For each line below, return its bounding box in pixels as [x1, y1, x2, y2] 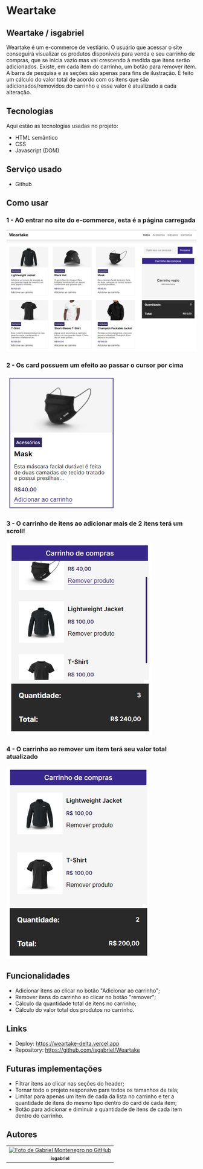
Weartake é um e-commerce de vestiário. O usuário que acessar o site [6, 44, 182, 51]
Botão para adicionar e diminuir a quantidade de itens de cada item [14, 1106, 182, 1113]
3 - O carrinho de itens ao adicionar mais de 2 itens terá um [6, 519, 183, 528]
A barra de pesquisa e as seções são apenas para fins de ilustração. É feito [6, 70, 194, 76]
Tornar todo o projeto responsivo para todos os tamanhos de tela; [14, 1086, 179, 1093]
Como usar [6, 198, 49, 209]
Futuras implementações [6, 1064, 103, 1074]
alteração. [6, 89, 31, 96]
